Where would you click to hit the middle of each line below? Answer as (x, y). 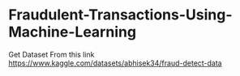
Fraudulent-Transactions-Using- (120, 15)
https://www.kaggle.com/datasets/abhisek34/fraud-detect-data (115, 63)
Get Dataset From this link (51, 54)
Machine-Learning (72, 32)
